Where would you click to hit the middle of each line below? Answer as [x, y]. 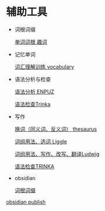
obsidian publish [26, 202]
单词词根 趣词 [31, 42]
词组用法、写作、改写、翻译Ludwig [57, 154]
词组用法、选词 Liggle [41, 141]
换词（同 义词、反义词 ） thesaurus [56, 129]
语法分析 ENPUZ [34, 91]
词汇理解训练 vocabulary [44, 67]
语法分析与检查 [33, 79]
